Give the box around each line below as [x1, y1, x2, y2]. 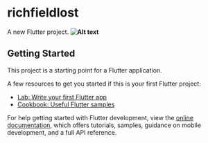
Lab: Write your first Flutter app [17, 93, 107, 101]
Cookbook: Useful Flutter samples [17, 100, 115, 108]
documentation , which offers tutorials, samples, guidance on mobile [7, 121, 201, 129]
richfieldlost [7, 5, 79, 21]
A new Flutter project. [7, 28, 69, 36]
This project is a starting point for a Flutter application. [7, 66, 162, 74]
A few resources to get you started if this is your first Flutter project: [7, 79, 201, 88]
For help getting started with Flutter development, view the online [7, 113, 194, 122]
